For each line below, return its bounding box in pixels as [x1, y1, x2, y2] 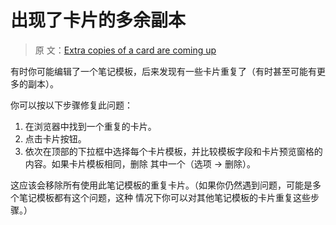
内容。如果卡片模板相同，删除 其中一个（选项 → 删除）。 [24, 157, 256, 170]
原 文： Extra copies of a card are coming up [34, 44, 217, 56]
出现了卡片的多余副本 [10, 9, 187, 32]
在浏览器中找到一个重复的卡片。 [24, 120, 157, 132]
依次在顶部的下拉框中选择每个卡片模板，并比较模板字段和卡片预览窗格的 [24, 145, 323, 157]
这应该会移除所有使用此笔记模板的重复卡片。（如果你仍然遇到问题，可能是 [10, 179, 313, 191]
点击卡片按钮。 [24, 132, 87, 145]
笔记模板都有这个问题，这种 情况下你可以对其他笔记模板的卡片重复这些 [18, 191, 311, 203]
